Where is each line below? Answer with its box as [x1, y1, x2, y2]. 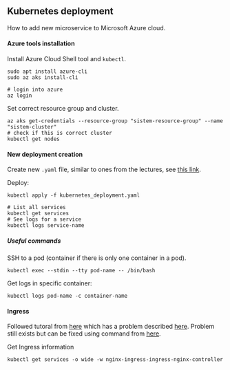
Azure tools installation [7, 39, 75, 47]
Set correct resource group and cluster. [7, 105, 119, 113]
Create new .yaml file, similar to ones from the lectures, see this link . [7, 165, 201, 174]
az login [7, 92, 32, 99]
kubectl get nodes [7, 135, 60, 143]
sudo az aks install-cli [7, 74, 79, 81]
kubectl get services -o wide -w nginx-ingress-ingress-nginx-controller [7, 356, 224, 363]
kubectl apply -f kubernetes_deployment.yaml [7, 192, 140, 199]
